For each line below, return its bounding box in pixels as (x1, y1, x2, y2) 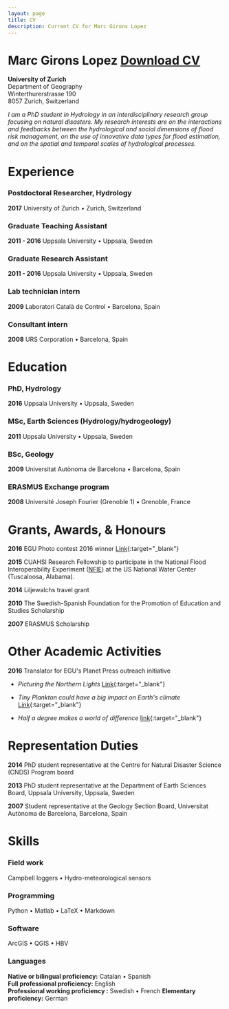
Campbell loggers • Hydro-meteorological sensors (8, 874, 151, 882)
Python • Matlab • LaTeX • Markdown (8, 906, 116, 915)
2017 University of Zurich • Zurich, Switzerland (8, 204, 142, 212)
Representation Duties (8, 738, 139, 754)
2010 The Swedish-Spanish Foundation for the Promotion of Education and (8, 599, 221, 607)
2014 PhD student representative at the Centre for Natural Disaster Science (8, 761, 222, 769)
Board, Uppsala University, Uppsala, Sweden (8, 789, 135, 797)
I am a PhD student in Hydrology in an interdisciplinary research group (8, 111, 208, 119)
